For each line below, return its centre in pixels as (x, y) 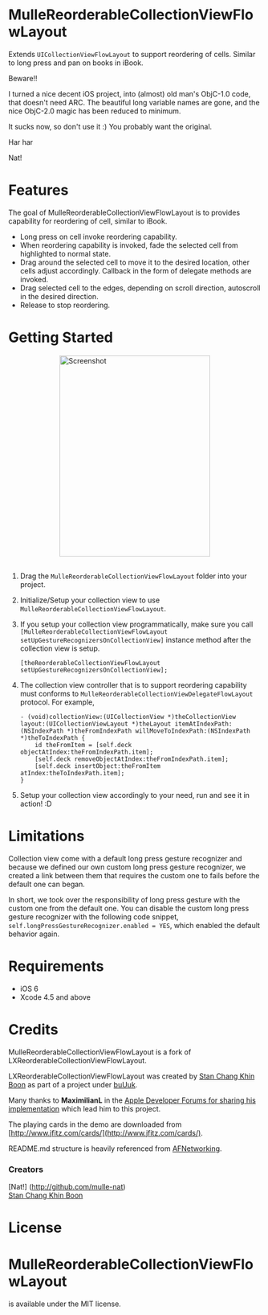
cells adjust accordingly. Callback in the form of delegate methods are (136, 270)
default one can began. (47, 884)
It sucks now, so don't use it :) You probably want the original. (110, 126)
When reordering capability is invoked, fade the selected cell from (129, 245)
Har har (21, 142)
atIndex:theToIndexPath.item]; (72, 773)
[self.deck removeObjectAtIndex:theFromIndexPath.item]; (132, 759)
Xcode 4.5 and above (55, 997)
